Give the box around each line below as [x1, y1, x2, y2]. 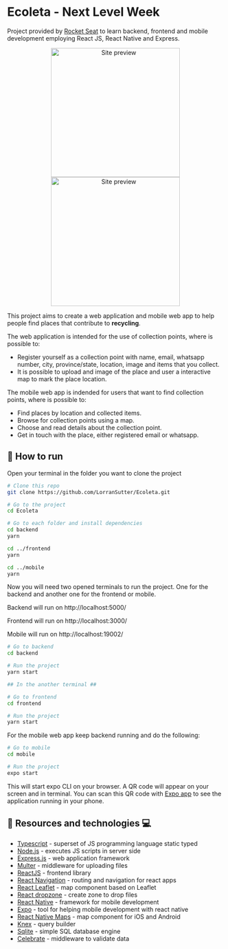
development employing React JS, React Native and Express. [7, 34, 180, 42]
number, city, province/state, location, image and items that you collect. [16, 360, 220, 368]
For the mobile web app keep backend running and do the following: [7, 731, 201, 740]
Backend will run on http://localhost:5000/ [7, 604, 127, 612]
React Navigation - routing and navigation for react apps [16, 875, 176, 884]
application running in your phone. [7, 796, 104, 805]
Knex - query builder [16, 919, 76, 928]
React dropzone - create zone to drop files [16, 891, 138, 899]
